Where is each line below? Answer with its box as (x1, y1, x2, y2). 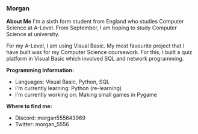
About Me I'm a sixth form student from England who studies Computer (6, 18, 184, 25)
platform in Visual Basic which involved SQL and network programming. (6, 55, 184, 62)
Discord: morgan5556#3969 (14, 114, 86, 121)
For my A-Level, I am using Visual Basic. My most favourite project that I (6, 42, 185, 49)
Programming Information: (6, 67, 74, 74)
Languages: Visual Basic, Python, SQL (14, 78, 110, 85)
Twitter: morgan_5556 (14, 121, 69, 128)
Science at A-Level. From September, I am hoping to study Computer (6, 24, 178, 31)
